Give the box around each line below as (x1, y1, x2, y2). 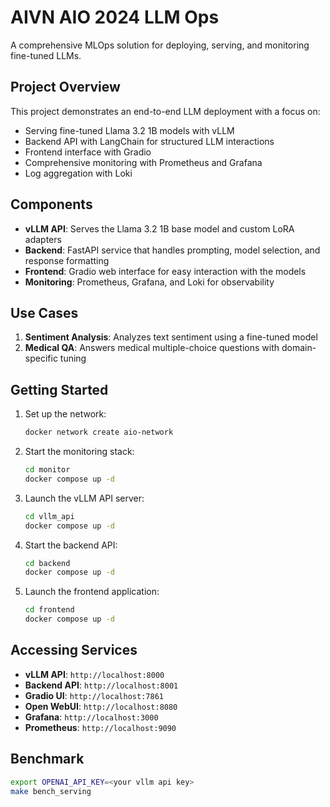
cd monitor (24, 465, 71, 475)
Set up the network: (24, 408, 107, 420)
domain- (281, 342, 317, 354)
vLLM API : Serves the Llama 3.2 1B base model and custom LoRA (24, 222, 295, 235)
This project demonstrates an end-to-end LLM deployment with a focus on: (10, 105, 321, 117)
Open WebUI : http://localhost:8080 (24, 700, 178, 712)
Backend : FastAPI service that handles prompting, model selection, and (24, 244, 321, 256)
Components (10, 196, 93, 213)
